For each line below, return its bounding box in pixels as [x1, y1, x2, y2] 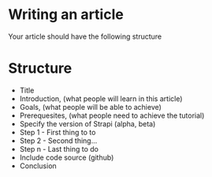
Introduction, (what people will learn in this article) [19, 93, 183, 104]
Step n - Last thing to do [19, 144, 99, 153]
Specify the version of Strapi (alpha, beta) [19, 119, 156, 128]
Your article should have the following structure [8, 32, 162, 41]
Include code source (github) [19, 153, 114, 162]
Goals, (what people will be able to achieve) [19, 102, 162, 111]
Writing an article [8, 6, 124, 24]
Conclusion [19, 160, 57, 171]
